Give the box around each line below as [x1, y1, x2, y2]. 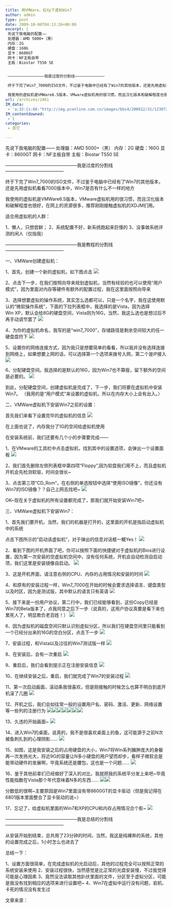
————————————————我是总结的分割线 [5, 816, 113, 822]
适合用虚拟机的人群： [5, 214, 50, 219]
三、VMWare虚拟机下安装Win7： [5, 508, 75, 514]
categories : [5, 121, 31, 126]
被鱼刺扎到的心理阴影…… [5, 736, 58, 742]
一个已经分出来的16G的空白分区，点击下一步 [5, 629, 99, 635]
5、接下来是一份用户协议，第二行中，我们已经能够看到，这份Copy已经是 [5, 599, 159, 605]
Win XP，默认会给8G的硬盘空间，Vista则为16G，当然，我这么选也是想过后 [5, 310, 162, 316]
